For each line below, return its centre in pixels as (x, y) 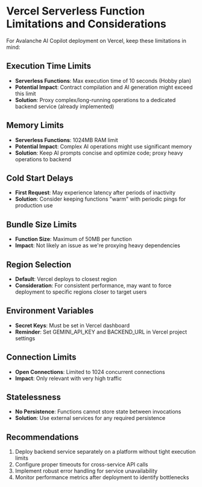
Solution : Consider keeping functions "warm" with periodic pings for (100, 199)
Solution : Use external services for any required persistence (90, 418)
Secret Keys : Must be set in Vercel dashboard (72, 325)
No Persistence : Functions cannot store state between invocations (98, 411)
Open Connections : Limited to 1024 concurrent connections (90, 372)
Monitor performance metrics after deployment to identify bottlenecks (102, 477)
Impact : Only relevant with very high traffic (68, 378)
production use (34, 205)
